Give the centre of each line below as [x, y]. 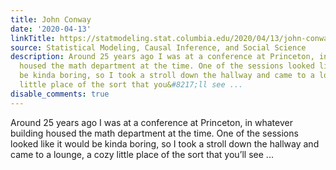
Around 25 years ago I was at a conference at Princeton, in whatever [151, 122]
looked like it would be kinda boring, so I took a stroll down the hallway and [165, 143]
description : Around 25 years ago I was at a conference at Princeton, [162, 57]
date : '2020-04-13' [51, 29]
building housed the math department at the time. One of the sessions [154, 133]
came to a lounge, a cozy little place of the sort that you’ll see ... [142, 154]
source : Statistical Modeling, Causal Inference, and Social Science [158, 47]
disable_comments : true [60, 94]
